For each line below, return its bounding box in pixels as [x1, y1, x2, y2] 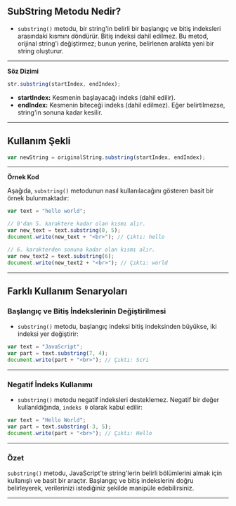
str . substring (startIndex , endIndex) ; [7, 80, 121, 87]
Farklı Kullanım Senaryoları [7, 285, 128, 297]
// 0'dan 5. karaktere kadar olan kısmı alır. [7, 221, 146, 228]
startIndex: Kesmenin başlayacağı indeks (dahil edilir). [17, 93, 176, 101]
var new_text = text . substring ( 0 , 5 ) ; [7, 227, 121, 234]
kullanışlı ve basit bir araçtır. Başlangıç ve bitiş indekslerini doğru [7, 476, 194, 485]
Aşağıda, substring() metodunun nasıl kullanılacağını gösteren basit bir [7, 186, 214, 195]
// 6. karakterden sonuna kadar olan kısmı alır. [7, 246, 156, 253]
